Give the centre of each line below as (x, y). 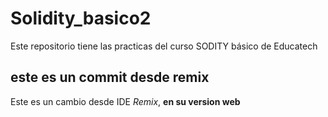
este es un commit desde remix (110, 77)
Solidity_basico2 (81, 18)
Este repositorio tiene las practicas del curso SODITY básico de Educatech (164, 46)
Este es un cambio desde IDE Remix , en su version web (125, 101)
